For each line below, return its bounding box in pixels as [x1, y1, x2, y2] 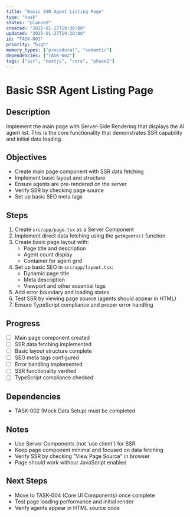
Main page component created [14, 334, 90, 341]
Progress [6, 318, 40, 329]
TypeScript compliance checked [14, 374, 94, 381]
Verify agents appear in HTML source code [14, 504, 120, 511]
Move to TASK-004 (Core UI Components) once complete [14, 492, 155, 499]
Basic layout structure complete [14, 347, 93, 355]
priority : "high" [6, 42, 49, 48]
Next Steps [6, 476, 48, 486]
